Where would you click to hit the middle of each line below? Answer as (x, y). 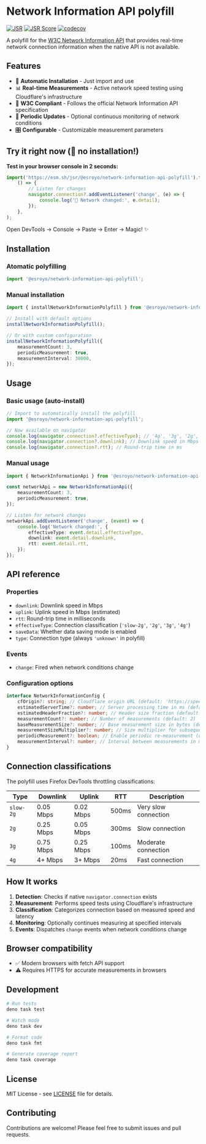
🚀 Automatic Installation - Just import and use (74, 81)
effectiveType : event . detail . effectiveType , (86, 532)
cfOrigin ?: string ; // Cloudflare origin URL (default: (90, 702)
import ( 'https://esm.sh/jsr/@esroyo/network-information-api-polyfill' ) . (103, 177)
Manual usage (28, 464)
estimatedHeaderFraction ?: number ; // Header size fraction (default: (109, 713)
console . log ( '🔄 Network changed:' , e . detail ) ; (100, 200)
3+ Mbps (87, 860)
